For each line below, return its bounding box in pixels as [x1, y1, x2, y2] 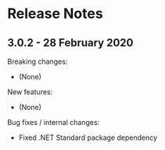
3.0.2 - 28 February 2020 [7, 36, 134, 49]
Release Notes [7, 5, 103, 23]
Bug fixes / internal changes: [7, 118, 100, 126]
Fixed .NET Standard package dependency [18, 133, 158, 142]
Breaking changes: [7, 57, 68, 66]
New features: [7, 87, 53, 97]
